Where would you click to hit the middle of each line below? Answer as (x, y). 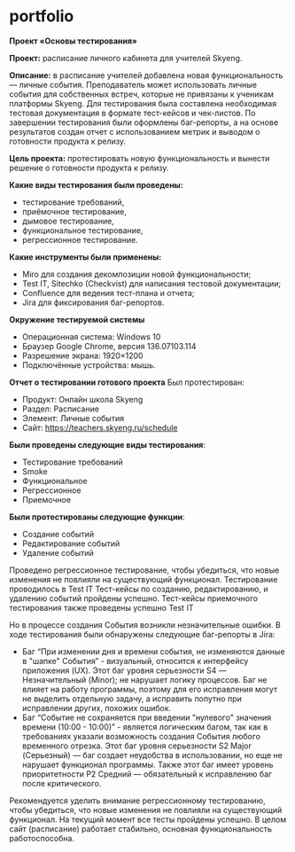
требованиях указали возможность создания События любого (141, 736)
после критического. (62, 783)
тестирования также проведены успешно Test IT (101, 607)
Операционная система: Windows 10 (91, 336)
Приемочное (47, 499)
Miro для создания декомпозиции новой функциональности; (136, 274)
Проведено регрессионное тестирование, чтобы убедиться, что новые (144, 570)
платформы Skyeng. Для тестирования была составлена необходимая (143, 103)
